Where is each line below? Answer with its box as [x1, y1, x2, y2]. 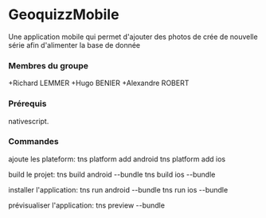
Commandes [8, 136, 59, 147]
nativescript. [8, 116, 49, 126]
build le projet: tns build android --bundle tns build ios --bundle [8, 169, 216, 179]
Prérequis [8, 98, 47, 109]
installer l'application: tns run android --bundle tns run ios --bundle [8, 185, 229, 194]
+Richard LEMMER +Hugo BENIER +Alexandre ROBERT [8, 78, 190, 88]
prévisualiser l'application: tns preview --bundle [8, 200, 166, 210]
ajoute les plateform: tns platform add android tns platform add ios [8, 154, 225, 164]
